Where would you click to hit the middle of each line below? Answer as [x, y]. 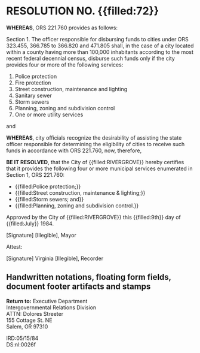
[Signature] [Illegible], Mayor [41, 235]
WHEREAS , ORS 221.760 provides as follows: [62, 28]
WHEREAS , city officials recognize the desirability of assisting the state [94, 138]
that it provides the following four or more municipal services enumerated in [99, 168]
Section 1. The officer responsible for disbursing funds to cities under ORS [98, 39]
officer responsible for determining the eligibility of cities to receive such [96, 144]
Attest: [14, 246]
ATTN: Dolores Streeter [35, 313]
